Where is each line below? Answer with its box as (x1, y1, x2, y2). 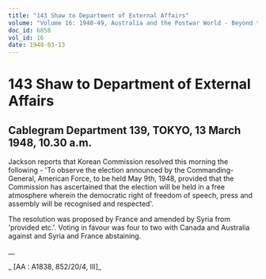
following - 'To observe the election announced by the (8, 166, 185, 175)
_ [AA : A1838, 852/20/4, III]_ (8, 262, 101, 272)
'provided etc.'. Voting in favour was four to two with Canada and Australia (8, 223, 250, 232)
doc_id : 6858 (8, 26, 51, 34)
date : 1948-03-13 (8, 41, 66, 49)
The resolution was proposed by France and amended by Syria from (8, 215, 231, 224)
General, (8, 174, 36, 183)
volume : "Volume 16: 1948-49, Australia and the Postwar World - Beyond (8, 19, 253, 27)
